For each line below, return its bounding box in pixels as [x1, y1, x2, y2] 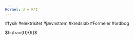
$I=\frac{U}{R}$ [5, 29, 38, 35]
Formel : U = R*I [5, 7, 38, 12]
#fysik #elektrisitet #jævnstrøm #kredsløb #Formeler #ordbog [5, 20, 129, 26]
